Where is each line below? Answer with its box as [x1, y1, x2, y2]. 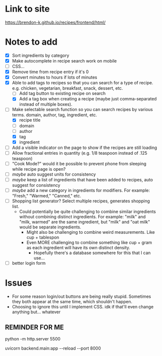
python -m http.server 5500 [5, 336, 60, 341]
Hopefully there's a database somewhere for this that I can [33, 250, 151, 256]
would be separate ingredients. [19, 224, 81, 230]
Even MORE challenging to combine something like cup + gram [26, 240, 152, 245]
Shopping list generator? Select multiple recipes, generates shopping [12, 198, 150, 204]
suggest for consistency [12, 182, 60, 188]
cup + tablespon [26, 234, 59, 241]
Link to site [5, 3, 50, 15]
